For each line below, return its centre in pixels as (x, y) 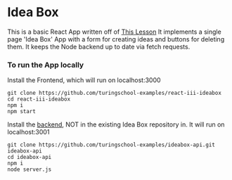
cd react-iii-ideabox (39, 99)
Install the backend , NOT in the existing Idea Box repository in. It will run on (116, 124)
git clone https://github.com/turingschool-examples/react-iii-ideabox (114, 93)
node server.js (30, 169)
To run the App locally (46, 65)
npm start (22, 112)
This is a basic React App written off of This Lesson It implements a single (114, 32)
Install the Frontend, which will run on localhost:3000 (84, 80)
